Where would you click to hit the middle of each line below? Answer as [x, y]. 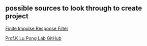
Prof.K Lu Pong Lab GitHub [34, 38]
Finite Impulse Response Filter [37, 28]
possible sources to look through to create [74, 8]
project [17, 16]
